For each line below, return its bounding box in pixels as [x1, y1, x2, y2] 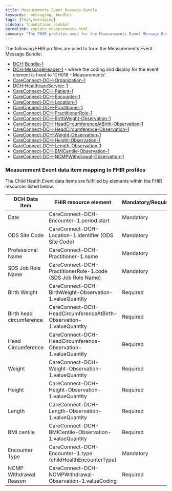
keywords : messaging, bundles [5, 12, 72, 17]
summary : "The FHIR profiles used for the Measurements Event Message [5, 31, 159, 36]
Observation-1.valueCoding [48, 478, 117, 485]
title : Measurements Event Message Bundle [5, 7, 97, 13]
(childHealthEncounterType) [48, 456, 117, 463]
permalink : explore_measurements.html [5, 27, 88, 32]
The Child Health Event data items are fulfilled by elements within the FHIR [5, 178, 162, 184]
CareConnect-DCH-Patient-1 [12, 88, 73, 94]
